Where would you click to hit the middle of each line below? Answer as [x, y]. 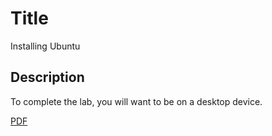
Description [47, 77]
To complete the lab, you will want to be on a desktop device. [136, 101]
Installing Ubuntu [45, 46]
